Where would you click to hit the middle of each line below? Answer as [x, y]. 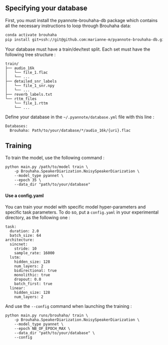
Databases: [16, 126]
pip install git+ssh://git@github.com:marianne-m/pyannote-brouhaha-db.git [86, 40]
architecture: [20, 240]
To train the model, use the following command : [55, 158]
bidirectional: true [35, 270]
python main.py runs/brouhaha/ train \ [47, 315]
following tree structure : [30, 54]
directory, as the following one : [38, 217]
